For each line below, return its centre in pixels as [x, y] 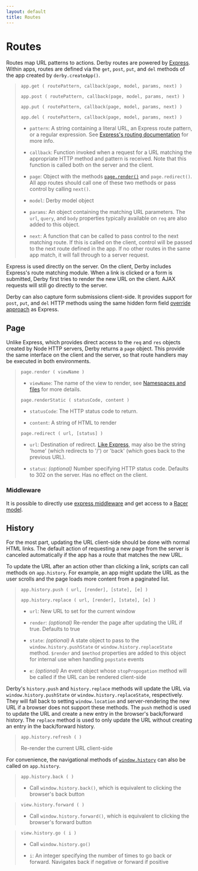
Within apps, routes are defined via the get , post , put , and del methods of [95, 69]
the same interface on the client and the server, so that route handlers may [97, 355]
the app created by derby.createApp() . [53, 75]
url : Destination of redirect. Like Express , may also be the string [108, 444]
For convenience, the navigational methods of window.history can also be [96, 760]
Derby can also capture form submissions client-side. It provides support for [99, 297]
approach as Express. [33, 309]
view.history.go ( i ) [48, 833]
